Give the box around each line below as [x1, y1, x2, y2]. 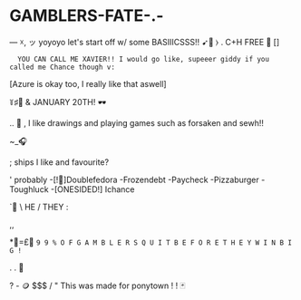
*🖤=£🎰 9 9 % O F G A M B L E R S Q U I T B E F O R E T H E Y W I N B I [9, 237, 293, 247]
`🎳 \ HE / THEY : [9, 201, 69, 212]
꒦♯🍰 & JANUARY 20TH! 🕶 [9, 96, 107, 107]
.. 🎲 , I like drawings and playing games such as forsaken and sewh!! [9, 117, 265, 128]
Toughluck [9, 183, 49, 195]
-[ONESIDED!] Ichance [50, 183, 135, 195]
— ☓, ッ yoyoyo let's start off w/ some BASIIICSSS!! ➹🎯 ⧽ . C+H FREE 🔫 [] [9, 36, 280, 47]
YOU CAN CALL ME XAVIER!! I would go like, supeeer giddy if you [17, 54, 270, 63]
